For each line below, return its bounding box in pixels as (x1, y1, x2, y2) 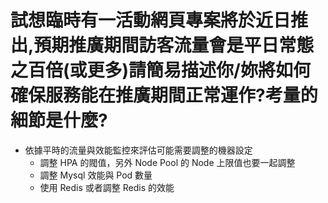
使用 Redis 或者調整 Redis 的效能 (39, 181, 175, 193)
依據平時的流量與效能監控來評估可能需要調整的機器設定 (24, 144, 253, 156)
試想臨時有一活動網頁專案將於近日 (10, 9, 292, 32)
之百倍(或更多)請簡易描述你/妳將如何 (10, 59, 311, 82)
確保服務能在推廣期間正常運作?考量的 (10, 84, 318, 107)
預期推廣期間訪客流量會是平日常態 (33, 34, 315, 57)
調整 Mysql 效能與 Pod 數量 (39, 169, 153, 181)
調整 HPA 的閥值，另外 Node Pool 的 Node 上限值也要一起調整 (39, 156, 296, 168)
